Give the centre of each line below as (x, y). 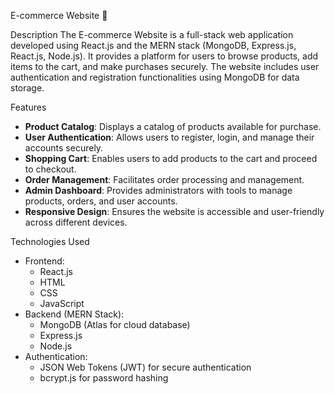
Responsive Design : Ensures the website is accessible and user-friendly (174, 211)
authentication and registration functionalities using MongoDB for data (155, 77)
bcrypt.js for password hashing (104, 378)
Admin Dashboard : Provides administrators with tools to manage (158, 190)
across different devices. (76, 222)
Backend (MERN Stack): (74, 314)
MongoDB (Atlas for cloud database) (115, 324)
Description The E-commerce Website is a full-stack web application (152, 34)
